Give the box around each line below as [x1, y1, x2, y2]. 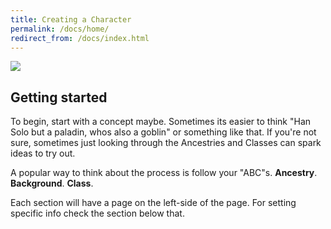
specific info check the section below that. [10, 207, 185, 220]
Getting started [10, 89, 108, 106]
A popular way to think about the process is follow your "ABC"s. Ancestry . [10, 167, 318, 179]
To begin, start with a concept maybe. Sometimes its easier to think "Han [10, 116, 312, 128]
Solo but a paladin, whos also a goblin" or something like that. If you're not [10, 126, 317, 138]
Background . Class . [10, 177, 94, 190]
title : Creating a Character [10, 14, 132, 25]
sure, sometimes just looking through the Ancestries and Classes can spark [10, 137, 322, 149]
